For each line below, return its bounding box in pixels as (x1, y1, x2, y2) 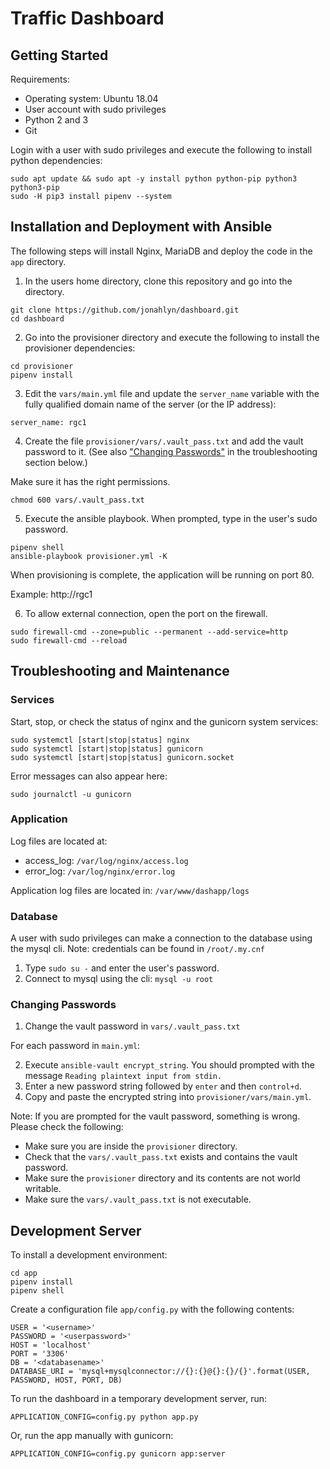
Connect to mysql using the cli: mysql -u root (24, 973, 214, 985)
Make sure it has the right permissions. (10, 475, 171, 487)
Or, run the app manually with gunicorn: (10, 1430, 174, 1442)
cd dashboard (10, 313, 65, 324)
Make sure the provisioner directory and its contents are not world (24, 1172, 301, 1184)
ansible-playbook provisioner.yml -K (10, 551, 168, 561)
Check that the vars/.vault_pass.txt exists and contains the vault (24, 1151, 298, 1163)
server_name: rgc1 (10, 417, 87, 427)
